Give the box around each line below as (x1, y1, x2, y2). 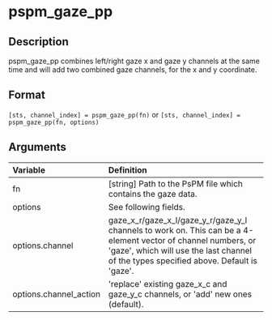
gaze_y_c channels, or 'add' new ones (108, 288, 253, 300)
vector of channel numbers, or (141, 234, 257, 245)
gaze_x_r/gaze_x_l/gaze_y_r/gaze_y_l (108, 214, 248, 225)
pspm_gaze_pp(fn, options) (8, 118, 100, 126)
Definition (108, 164, 147, 176)
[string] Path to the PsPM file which (108, 177, 243, 189)
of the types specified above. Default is (108, 254, 257, 266)
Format (8, 88, 46, 102)
